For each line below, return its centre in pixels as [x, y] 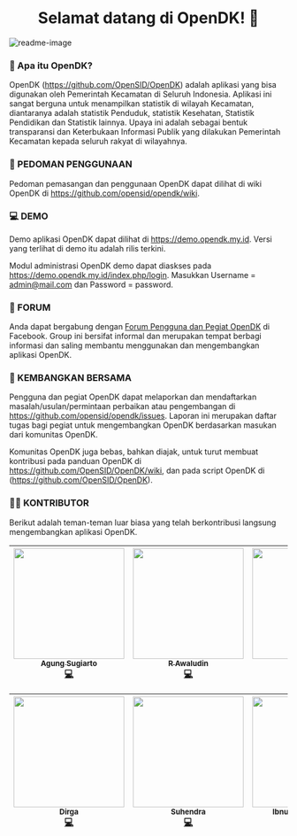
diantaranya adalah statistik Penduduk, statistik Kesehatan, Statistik [132, 113]
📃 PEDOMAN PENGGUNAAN [71, 165]
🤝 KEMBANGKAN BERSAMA [71, 378]
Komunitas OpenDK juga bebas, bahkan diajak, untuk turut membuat [134, 452]
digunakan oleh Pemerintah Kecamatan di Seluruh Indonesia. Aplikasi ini [141, 94]
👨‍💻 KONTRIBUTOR [49, 503]
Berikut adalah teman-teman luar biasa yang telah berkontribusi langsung [143, 522]
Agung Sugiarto [69, 663]
